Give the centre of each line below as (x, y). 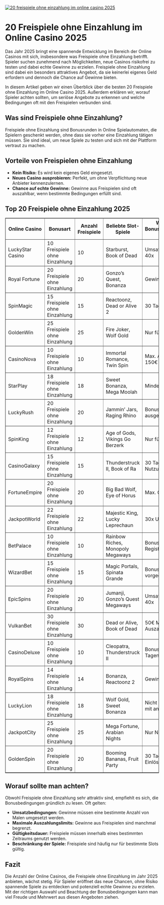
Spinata (114, 573)
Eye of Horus (121, 496)
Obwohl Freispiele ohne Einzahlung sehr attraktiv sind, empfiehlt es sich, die (82, 798)
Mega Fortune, (123, 727)
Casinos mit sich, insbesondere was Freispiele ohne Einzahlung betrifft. (77, 56)
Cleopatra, (118, 646)
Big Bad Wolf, (121, 489)
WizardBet (20, 573)
